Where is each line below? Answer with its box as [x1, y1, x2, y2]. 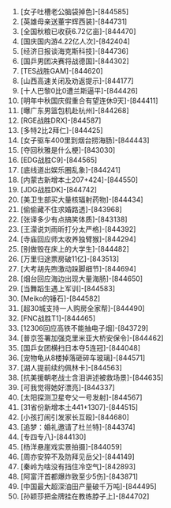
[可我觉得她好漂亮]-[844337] [20, 383, 115, 392]
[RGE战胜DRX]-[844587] [20, 116, 102, 125]
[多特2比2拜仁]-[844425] [20, 126, 103, 135]
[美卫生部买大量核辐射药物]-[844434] [20, 195, 144, 204]
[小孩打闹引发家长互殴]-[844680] [20, 412, 129, 422]
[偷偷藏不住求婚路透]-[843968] [20, 205, 123, 214]
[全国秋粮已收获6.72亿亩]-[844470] [20, 27, 136, 36]
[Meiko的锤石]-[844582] [20, 294, 101, 303]
